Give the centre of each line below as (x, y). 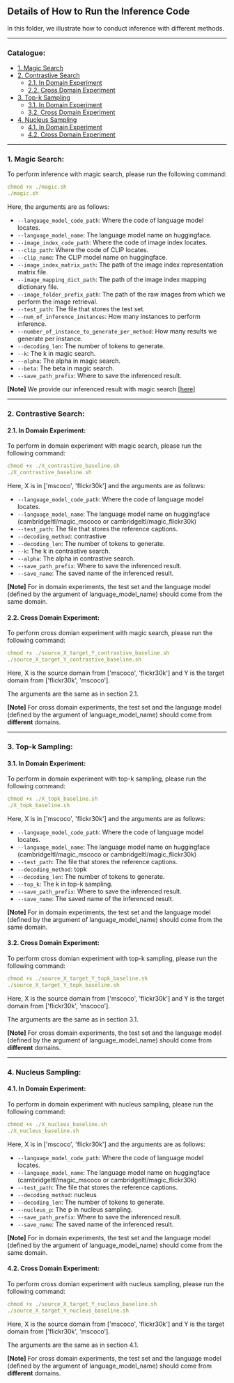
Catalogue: (26, 53)
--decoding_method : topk (52, 869)
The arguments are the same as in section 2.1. (73, 694)
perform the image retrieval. (57, 302)
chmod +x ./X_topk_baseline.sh (53, 799)
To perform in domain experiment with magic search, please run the (104, 446)
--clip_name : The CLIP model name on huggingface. (92, 258)
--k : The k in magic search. (56, 354)
